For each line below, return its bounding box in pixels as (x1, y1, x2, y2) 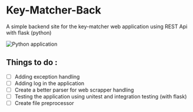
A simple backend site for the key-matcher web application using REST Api (6, 23, 188, 30)
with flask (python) (6, 29, 52, 36)
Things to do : (6, 57, 58, 67)
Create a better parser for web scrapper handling (14, 86, 134, 93)
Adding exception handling (14, 73, 80, 80)
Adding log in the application (14, 80, 85, 87)
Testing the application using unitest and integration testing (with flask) (14, 93, 187, 100)
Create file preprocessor (14, 100, 75, 106)
